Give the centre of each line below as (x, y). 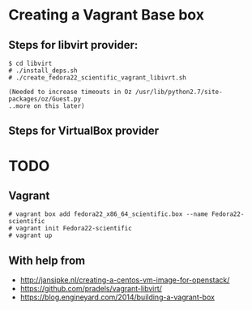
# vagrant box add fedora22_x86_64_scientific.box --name (108, 214)
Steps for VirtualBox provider (84, 131)
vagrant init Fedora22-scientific (74, 229)
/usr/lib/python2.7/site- (179, 92)
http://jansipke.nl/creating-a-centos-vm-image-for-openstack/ (125, 280)
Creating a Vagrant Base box (107, 15)
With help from (47, 260)
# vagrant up (30, 236)
